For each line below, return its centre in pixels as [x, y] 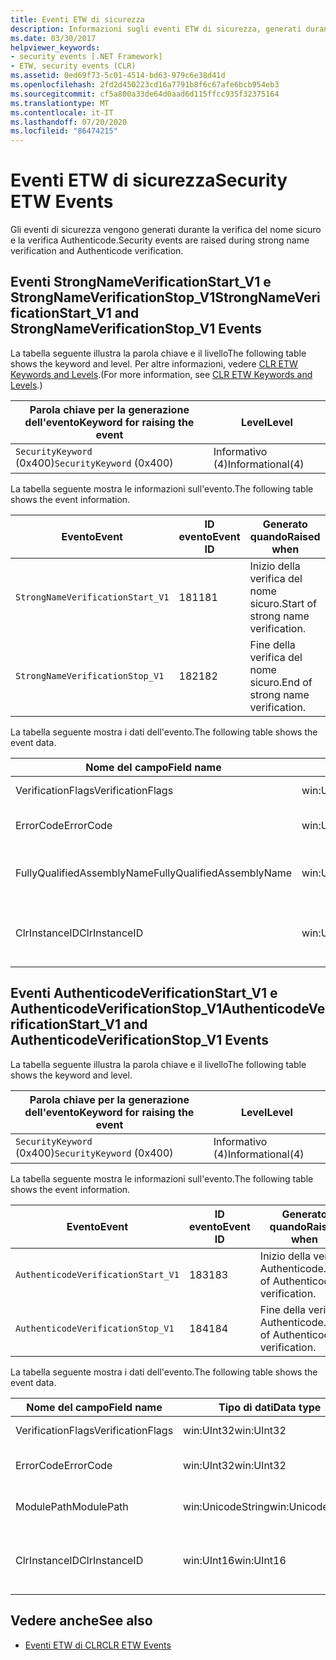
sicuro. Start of [283, 603]
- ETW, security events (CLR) [73, 66]
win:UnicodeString [226, 1506]
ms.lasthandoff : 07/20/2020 [69, 122]
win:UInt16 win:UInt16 [235, 1560]
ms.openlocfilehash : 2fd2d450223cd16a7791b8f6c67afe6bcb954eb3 [145, 85]
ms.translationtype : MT [60, 103]
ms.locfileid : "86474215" [64, 131]
